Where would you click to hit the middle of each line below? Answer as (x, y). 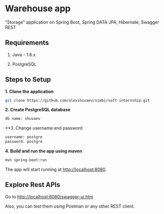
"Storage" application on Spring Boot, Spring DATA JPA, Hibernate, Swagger (82, 22)
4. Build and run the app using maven (44, 151)
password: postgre (24, 142)
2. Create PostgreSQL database (38, 110)
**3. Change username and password (44, 128)
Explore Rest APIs (33, 185)
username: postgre (24, 137)
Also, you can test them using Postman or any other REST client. (70, 206)
